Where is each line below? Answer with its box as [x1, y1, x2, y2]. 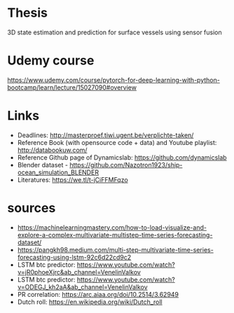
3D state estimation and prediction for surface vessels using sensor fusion [7, 28, 222, 36]
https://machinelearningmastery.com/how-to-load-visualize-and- [17, 223, 207, 232]
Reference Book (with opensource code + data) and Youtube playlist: [17, 138, 217, 146]
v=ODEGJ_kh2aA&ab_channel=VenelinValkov [17, 282, 149, 291]
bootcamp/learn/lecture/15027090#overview [7, 83, 137, 92]
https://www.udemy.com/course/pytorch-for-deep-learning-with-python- [7, 76, 221, 84]
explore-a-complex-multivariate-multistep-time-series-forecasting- [17, 230, 213, 239]
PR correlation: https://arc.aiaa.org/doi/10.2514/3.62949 [17, 290, 179, 298]
